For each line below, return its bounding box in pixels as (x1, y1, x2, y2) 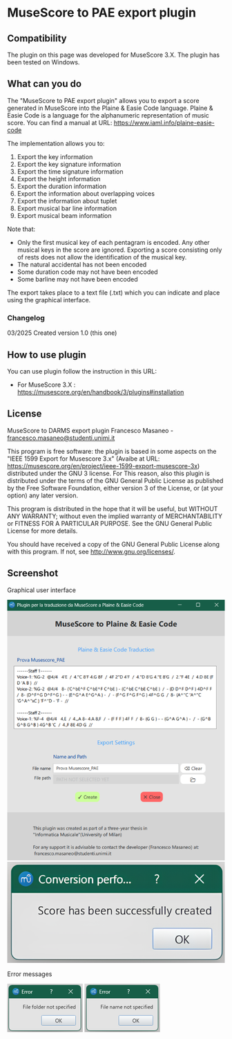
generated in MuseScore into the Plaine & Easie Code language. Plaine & (7, 104, 213, 112)
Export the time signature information (17, 167, 124, 176)
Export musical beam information (17, 211, 112, 219)
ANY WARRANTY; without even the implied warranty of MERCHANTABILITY (7, 512, 223, 520)
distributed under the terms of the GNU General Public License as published (7, 476, 224, 485)
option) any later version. (7, 491, 78, 499)
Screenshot (7, 567, 59, 579)
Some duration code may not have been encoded (17, 268, 158, 276)
